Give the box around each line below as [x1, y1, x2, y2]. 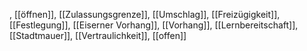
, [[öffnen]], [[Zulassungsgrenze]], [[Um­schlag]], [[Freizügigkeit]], [9, 9, 281, 20]
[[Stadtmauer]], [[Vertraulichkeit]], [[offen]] [9, 30, 187, 41]
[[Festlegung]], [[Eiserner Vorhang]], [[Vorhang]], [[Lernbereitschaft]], [9, 19, 299, 31]
